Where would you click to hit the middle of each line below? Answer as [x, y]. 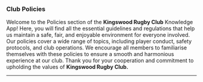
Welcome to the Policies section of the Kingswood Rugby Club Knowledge [100, 22]
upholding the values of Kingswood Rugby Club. [67, 67]
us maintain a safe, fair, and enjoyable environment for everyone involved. [98, 35]
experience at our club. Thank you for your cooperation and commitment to [100, 61]
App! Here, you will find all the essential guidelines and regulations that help [101, 28]
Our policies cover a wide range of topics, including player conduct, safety [99, 42]
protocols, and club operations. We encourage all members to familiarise [97, 48]
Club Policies [26, 9]
